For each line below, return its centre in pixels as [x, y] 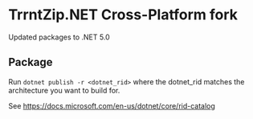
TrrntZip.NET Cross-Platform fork [123, 15]
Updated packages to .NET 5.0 [59, 37]
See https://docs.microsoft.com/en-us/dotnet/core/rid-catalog [112, 105]
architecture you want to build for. [64, 90]
